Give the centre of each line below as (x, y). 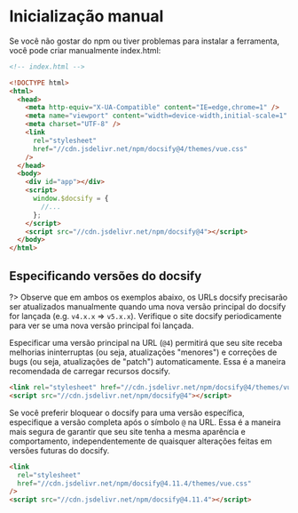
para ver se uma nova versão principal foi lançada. (102, 325)
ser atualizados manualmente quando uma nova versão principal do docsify (148, 307)
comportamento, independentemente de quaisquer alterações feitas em (141, 441)
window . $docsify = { (71, 199)
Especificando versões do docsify (106, 276)
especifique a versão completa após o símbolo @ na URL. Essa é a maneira (145, 422)
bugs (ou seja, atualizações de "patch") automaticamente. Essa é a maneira (148, 361)
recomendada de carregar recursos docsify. (90, 371)
